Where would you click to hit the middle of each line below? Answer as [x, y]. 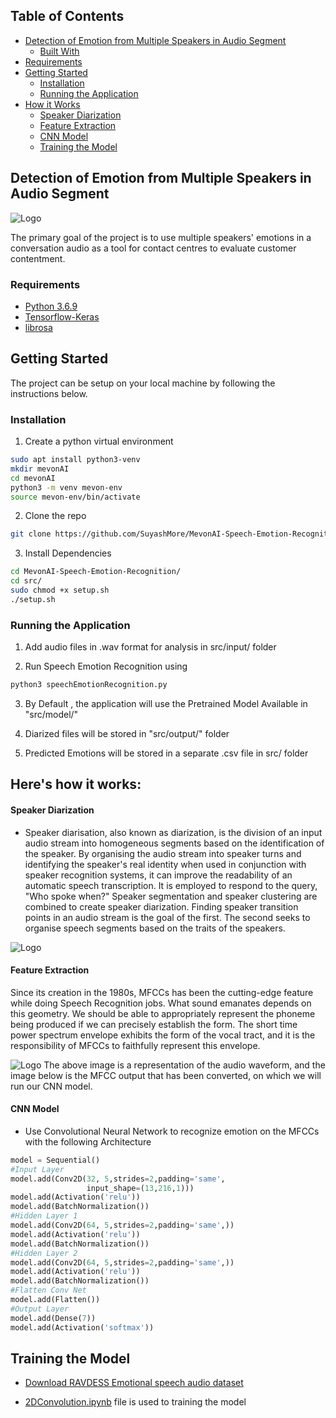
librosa [38, 327]
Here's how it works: [76, 784]
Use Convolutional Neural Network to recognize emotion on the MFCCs [172, 1131]
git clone [31, 534]
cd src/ [26, 581]
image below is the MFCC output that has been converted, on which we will [166, 1075]
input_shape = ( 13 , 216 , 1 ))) [140, 1188]
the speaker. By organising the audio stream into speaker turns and [163, 853]
